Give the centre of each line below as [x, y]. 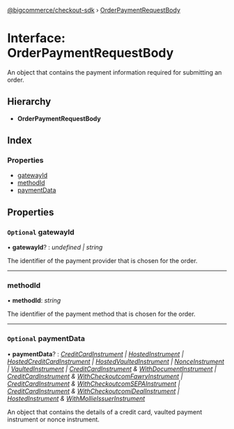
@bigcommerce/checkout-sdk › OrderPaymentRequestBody [94, 10]
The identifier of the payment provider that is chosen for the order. [102, 261]
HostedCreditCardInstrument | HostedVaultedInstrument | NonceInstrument [116, 361]
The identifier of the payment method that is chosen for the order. [102, 314]
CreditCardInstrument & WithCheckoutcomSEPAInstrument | [94, 384]
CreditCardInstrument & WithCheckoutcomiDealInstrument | [93, 391]
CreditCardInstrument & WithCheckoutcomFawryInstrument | [95, 376]
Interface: [37, 38]
